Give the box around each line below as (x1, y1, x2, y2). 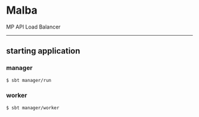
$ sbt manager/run (6, 77, 52, 83)
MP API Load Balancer (6, 23, 61, 30)
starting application (6, 46, 81, 56)
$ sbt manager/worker (6, 105, 60, 110)
